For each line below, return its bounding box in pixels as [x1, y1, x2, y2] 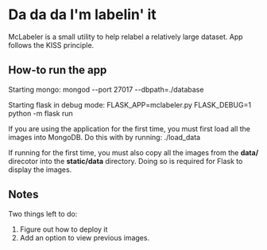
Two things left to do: [8, 209, 78, 218]
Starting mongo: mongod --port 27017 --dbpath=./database [8, 84, 204, 94]
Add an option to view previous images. [19, 232, 149, 242]
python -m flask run [8, 108, 73, 118]
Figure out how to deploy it [19, 225, 108, 234]
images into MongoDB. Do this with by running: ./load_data [8, 132, 201, 142]
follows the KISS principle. [8, 40, 95, 49]
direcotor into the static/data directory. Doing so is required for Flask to [8, 156, 243, 166]
